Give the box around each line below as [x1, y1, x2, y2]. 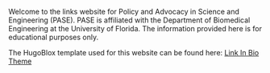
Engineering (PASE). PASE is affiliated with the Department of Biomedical [8, 15, 251, 25]
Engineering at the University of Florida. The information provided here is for [8, 24, 262, 33]
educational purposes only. [8, 32, 99, 42]
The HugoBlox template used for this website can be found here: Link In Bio [8, 48, 260, 57]
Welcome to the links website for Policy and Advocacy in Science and [8, 7, 240, 16]
